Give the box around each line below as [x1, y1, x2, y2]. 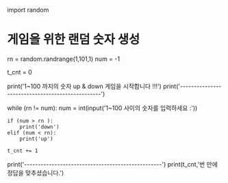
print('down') [19, 123, 60, 130]
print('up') [19, 135, 53, 142]
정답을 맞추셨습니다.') [7, 169, 64, 177]
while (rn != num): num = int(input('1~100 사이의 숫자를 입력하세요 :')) [7, 104, 198, 112]
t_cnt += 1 [7, 147, 38, 154]
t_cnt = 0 [7, 68, 32, 76]
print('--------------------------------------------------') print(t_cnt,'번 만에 [7, 160, 218, 168]
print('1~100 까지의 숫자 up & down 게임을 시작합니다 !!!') [7, 82, 162, 90]
